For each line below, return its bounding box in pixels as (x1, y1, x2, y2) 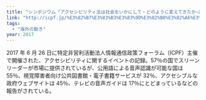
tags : (6, 20, 20, 26)
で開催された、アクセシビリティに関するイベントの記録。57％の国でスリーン (6, 57, 200, 64)
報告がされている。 (6, 87, 55, 95)
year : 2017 (6, 32, 34, 38)
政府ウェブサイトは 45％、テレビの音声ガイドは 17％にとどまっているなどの (6, 80, 198, 87)
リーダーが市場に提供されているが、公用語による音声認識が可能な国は (6, 65, 183, 72)
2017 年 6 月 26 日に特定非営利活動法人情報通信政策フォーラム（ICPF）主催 (6, 49, 198, 57)
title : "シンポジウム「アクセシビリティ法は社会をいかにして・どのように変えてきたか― (6, 9, 199, 15)
